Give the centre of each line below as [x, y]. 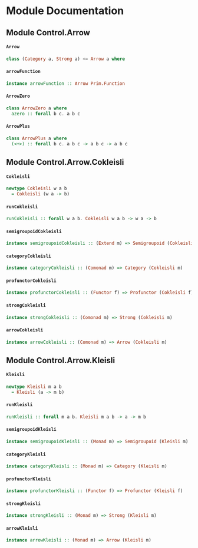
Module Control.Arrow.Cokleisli [65, 162]
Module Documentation [65, 11]
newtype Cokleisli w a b [37, 189]
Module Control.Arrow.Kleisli [61, 360]
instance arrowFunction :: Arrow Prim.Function [66, 84]
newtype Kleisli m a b [34, 387]
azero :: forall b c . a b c [46, 114]
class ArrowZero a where [37, 108]
